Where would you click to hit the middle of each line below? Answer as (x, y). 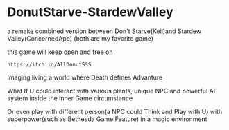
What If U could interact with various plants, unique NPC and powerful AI (111, 91)
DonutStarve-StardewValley (90, 12)
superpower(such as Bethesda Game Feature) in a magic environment (107, 119)
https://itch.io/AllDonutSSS (49, 64)
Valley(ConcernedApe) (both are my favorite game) (80, 38)
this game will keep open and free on (60, 52)
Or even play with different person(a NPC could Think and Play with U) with (115, 111)
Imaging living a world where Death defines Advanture (85, 77)
